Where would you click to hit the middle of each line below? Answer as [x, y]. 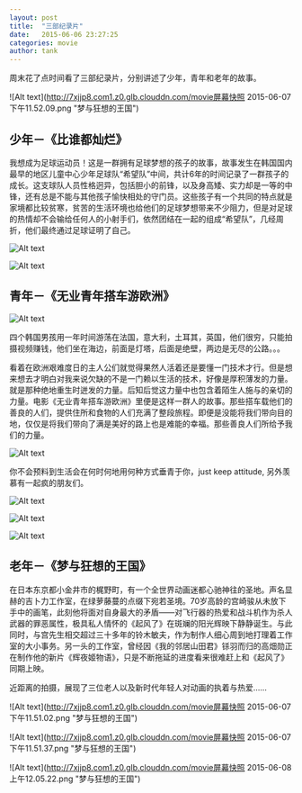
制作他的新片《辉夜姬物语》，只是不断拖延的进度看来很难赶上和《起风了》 [153, 657]
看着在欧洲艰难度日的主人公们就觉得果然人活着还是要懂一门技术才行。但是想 [151, 367]
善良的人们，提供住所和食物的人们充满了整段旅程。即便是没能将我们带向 [143, 412]
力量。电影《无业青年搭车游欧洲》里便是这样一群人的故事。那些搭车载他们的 [151, 401]
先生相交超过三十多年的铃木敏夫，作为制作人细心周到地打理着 [162, 635]
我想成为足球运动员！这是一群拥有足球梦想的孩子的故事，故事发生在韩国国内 [151, 162]
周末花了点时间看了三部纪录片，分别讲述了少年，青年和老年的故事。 [135, 78]
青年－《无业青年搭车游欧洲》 [92, 297]
